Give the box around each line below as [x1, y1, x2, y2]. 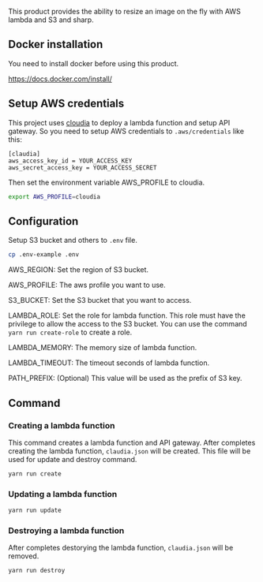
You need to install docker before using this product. [8, 58, 179, 68]
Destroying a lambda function [8, 524, 125, 535]
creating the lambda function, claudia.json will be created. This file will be [8, 446, 251, 456]
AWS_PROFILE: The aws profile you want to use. [8, 280, 166, 290]
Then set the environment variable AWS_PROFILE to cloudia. [8, 177, 205, 187]
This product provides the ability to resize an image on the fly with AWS [8, 7, 241, 16]
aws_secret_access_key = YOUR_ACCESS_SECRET [8, 163, 157, 172]
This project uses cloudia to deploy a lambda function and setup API [8, 118, 231, 127]
